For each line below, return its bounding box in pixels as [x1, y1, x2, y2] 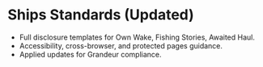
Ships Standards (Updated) [7, 6, 195, 24]
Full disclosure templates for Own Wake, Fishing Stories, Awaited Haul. [19, 32, 256, 42]
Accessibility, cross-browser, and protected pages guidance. [19, 40, 223, 50]
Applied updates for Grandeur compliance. [19, 49, 163, 59]
